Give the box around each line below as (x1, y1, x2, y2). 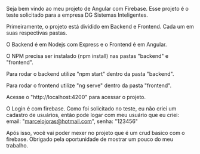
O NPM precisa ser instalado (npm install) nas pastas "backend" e (6, 53, 169, 59)
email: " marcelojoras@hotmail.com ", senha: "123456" (6, 118, 139, 125)
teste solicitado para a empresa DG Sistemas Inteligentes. (6, 11, 148, 19)
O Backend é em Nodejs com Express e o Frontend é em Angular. (6, 41, 167, 48)
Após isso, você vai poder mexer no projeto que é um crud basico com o (6, 130, 185, 136)
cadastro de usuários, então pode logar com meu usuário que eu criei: (6, 112, 180, 118)
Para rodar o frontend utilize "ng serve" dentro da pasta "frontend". (6, 82, 172, 89)
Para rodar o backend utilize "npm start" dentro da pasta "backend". (6, 70, 174, 77)
